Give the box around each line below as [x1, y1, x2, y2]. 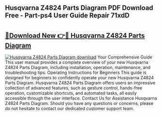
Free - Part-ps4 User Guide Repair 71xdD [5, 12, 130, 20]
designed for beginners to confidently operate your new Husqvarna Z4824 [5, 75, 154, 80]
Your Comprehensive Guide [97, 54, 152, 60]
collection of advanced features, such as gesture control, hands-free [5, 85, 143, 91]
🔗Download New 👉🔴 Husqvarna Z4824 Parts [5, 31, 145, 40]
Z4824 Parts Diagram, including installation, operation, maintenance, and [5, 65, 151, 70]
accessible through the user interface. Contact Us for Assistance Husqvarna [5, 95, 157, 101]
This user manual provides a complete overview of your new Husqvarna [5, 59, 148, 65]
